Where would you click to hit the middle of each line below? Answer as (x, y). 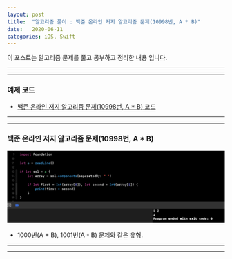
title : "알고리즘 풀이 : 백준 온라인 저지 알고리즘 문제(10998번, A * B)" (104, 22)
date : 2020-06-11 (35, 29)
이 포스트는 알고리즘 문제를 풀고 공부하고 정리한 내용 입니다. (87, 58)
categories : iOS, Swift (41, 37)
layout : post (26, 14)
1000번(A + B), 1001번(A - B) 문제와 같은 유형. (80, 235)
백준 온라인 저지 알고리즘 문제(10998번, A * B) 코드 (87, 106)
